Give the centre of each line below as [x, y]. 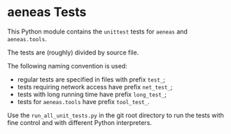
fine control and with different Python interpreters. [80, 122]
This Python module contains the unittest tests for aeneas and [97, 31]
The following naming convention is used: [67, 66]
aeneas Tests [47, 12]
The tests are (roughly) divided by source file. [73, 52]
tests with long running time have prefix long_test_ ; [92, 94]
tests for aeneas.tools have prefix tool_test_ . [83, 101]
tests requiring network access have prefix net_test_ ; [95, 87]
